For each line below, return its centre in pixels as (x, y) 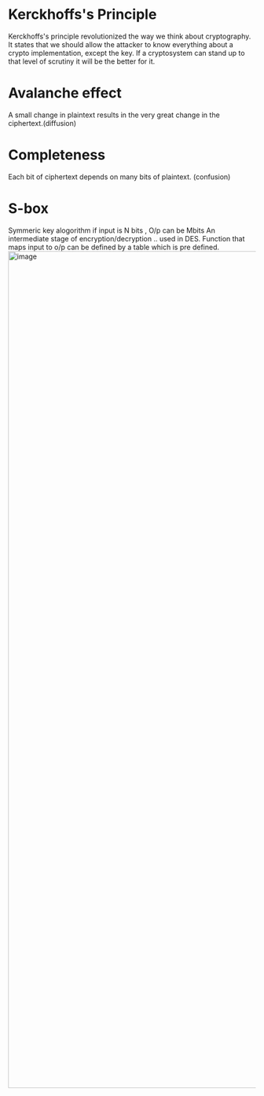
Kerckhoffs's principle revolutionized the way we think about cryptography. (130, 36)
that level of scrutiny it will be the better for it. (82, 61)
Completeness (57, 155)
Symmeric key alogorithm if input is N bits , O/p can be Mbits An (112, 230)
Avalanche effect (65, 93)
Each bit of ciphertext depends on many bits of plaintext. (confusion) (119, 177)
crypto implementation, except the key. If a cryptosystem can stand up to (126, 53)
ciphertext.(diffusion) (42, 123)
